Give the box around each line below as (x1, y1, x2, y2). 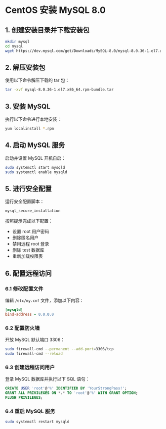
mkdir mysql (5, 39, 30, 44)
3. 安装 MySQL (5, 102, 50, 110)
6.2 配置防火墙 (5, 325, 40, 332)
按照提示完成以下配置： (5, 218, 53, 224)
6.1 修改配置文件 (5, 285, 43, 292)
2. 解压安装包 (5, 63, 45, 72)
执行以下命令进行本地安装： (5, 116, 62, 122)
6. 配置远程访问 (5, 269, 52, 278)
